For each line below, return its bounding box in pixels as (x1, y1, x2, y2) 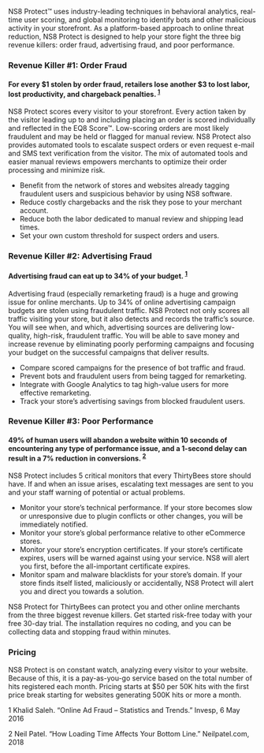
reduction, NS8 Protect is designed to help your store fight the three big (8, 32, 241, 41)
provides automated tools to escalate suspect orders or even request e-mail (8, 140, 255, 149)
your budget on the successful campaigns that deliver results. (8, 347, 210, 357)
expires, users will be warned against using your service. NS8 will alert (19, 554, 250, 563)
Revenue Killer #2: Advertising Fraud (8, 250, 152, 261)
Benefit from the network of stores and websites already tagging (19, 181, 230, 190)
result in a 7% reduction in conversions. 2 (8, 453, 147, 463)
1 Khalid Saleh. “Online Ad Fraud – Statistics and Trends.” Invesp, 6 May (8, 705, 240, 714)
